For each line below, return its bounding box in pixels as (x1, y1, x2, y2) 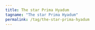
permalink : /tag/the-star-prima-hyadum (5, 17, 90, 22)
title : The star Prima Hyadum (5, 7, 70, 13)
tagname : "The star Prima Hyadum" (5, 12, 79, 17)
